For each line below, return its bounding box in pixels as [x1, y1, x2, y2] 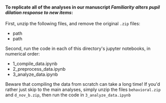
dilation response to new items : [5, 9, 74, 15]
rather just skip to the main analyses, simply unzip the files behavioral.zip [5, 86, 161, 93]
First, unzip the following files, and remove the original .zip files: [5, 21, 141, 27]
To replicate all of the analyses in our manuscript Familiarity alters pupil [5, 4, 160, 10]
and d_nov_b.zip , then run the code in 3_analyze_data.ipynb [5, 92, 131, 98]
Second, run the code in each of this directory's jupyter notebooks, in [5, 45, 151, 51]
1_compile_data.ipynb [12, 61, 57, 67]
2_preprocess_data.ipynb [12, 66, 66, 72]
